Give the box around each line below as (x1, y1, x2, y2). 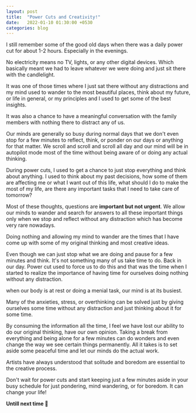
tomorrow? (6, 192, 32, 199)
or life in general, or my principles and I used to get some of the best (6, 95, 171, 102)
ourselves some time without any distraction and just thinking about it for (6, 305, 182, 312)
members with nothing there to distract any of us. (6, 119, 125, 126)
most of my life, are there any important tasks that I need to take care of (6, 186, 180, 193)
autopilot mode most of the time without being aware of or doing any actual (6, 149, 188, 156)
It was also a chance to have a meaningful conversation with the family (6, 113, 177, 120)
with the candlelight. (6, 71, 56, 78)
